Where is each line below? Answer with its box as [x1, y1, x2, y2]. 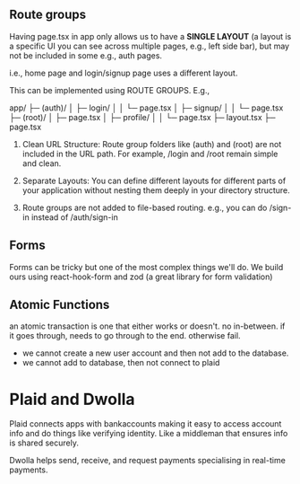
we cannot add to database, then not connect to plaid [21, 357, 220, 368]
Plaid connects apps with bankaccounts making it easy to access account [9, 418, 282, 429]
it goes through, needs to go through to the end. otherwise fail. [9, 330, 241, 341]
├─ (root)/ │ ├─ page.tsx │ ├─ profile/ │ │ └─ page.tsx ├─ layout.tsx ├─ [9, 111, 276, 122]
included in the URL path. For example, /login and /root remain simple [21, 148, 279, 159]
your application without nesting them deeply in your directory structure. [21, 184, 291, 196]
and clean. [21, 157, 62, 169]
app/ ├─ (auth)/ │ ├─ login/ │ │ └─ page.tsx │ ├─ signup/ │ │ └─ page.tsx [9, 102, 284, 113]
